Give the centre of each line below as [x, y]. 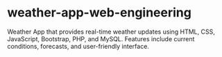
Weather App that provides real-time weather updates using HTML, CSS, [111, 32]
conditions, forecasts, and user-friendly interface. [78, 46]
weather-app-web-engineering [100, 13]
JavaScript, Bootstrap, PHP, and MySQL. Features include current [101, 38]
